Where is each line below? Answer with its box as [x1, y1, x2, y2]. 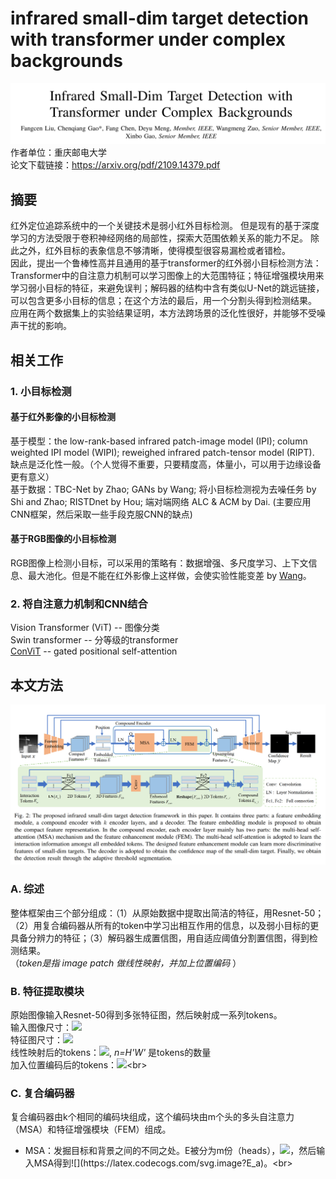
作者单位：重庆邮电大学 [10, 147, 107, 159]
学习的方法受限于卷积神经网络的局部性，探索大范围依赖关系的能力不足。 [10, 232, 308, 244]
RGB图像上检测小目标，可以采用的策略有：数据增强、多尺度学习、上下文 [10, 557, 309, 569]
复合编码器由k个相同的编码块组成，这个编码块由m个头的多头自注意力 [10, 1111, 295, 1123]
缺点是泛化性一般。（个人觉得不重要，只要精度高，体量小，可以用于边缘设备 [10, 458, 322, 470]
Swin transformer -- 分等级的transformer [10, 634, 179, 646]
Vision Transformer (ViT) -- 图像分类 [10, 622, 160, 634]
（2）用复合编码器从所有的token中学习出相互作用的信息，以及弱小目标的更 [10, 919, 320, 931]
